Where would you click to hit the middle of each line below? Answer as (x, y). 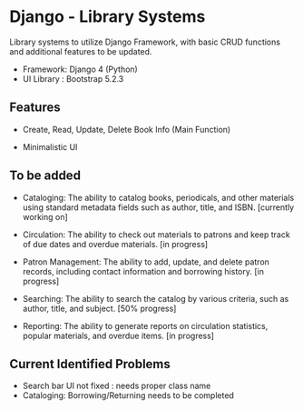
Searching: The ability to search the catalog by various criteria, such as (156, 298)
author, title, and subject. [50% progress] (99, 308)
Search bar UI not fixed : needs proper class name (117, 386)
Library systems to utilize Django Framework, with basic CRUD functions (145, 42)
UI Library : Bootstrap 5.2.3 (73, 78)
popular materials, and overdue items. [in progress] (118, 335)
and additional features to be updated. (81, 51)
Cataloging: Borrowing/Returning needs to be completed (128, 395)
